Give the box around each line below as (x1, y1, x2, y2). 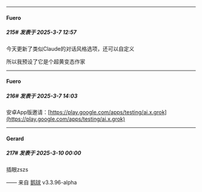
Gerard (6, 135, 24, 142)
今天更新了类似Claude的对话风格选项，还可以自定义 (6, 45, 135, 52)
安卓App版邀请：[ (6, 109, 50, 116)
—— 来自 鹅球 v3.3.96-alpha (6, 179, 77, 186)
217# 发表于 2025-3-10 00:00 (6, 149, 81, 157)
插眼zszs (6, 165, 29, 173)
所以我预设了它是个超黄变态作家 (6, 58, 85, 65)
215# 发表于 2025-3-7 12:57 (6, 28, 77, 36)
